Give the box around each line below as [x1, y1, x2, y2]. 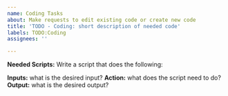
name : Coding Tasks [7, 10, 64, 17]
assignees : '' [7, 36, 48, 43]
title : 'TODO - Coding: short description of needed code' [7, 23, 181, 29]
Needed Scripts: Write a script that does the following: [7, 60, 164, 69]
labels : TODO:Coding [7, 29, 67, 36]
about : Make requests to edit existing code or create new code [7, 16, 196, 23]
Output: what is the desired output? [7, 81, 109, 89]
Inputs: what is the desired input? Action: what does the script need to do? [7, 73, 221, 82]
